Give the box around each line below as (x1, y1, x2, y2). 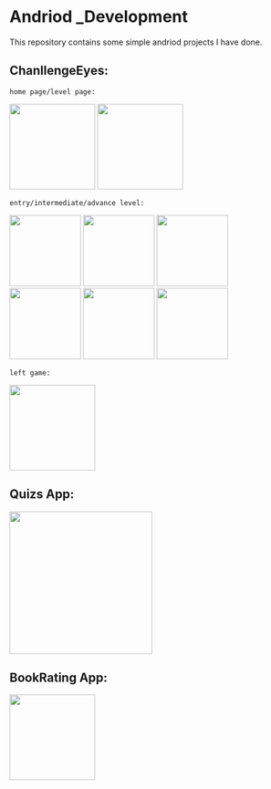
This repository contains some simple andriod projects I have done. (9, 36, 263, 47)
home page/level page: (9, 87, 96, 97)
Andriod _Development (9, 6, 189, 27)
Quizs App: (9, 486, 75, 503)
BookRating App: (9, 670, 108, 685)
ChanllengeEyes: (9, 63, 109, 78)
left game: (9, 368, 51, 378)
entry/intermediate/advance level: (9, 198, 145, 207)
